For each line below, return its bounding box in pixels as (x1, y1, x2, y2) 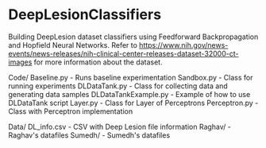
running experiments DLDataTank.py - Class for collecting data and (8, 81, 228, 91)
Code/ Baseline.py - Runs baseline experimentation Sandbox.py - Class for (8, 72, 253, 82)
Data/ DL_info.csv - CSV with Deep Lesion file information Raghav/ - (8, 122, 232, 131)
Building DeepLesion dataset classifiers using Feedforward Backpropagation (8, 32, 259, 41)
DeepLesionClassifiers (8, 6, 161, 24)
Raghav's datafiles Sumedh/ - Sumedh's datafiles (8, 130, 171, 140)
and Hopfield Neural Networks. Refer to (8, 40, 137, 49)
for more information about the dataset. (33, 57, 163, 67)
